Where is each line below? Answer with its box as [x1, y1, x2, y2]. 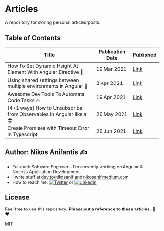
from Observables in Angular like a [7, 111, 87, 118]
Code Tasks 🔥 [7, 97, 40, 104]
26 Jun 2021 [96, 128, 127, 135]
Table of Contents [5, 34, 61, 42]
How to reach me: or [12, 179, 74, 185]
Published [132, 51, 157, 58]
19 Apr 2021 [96, 94, 126, 101]
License [5, 193, 30, 201]
